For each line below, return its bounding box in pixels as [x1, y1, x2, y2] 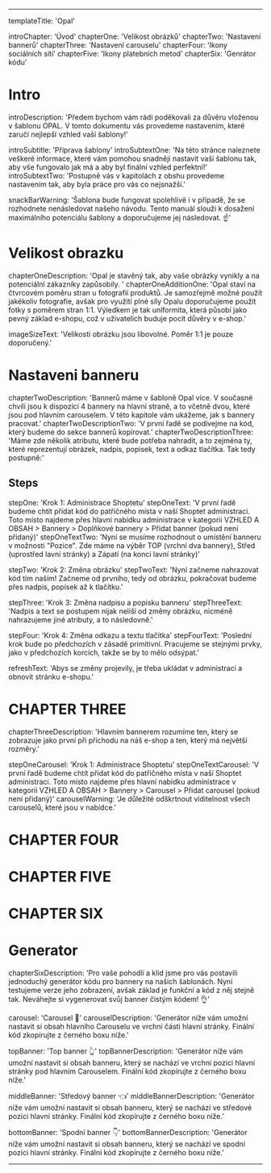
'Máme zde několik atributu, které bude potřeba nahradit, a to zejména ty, [8, 435, 252, 445]
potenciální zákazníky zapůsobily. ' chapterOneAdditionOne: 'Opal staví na [8, 279, 256, 289]
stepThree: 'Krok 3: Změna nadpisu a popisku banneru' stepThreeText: [8, 597, 243, 607]
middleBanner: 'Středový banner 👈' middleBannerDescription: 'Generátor [8, 1091, 256, 1101]
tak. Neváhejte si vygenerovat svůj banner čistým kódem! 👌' [8, 995, 211, 1004]
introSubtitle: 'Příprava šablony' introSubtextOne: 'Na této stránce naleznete [8, 145, 261, 154]
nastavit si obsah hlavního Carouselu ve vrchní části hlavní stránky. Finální [8, 1022, 254, 1032]
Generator [8, 941, 78, 960]
